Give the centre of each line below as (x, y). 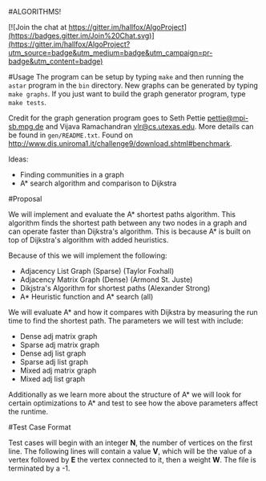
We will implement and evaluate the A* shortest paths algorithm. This (122, 214)
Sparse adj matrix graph (60, 345)
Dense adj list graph (53, 353)
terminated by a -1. (39, 468)
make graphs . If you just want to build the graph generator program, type (127, 94)
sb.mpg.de (26, 126)
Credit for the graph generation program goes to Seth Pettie (107, 118)
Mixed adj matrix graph (58, 370)
